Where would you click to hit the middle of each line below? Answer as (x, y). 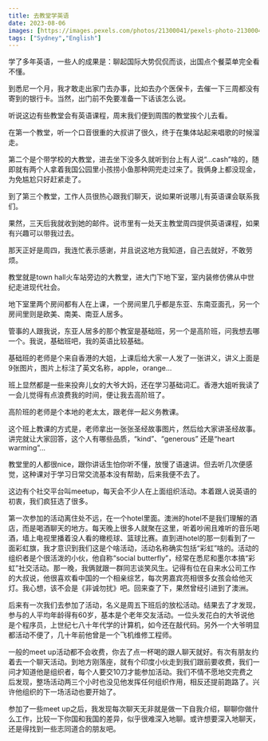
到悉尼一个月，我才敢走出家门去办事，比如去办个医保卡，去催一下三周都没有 (134, 89)
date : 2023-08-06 (37, 23)
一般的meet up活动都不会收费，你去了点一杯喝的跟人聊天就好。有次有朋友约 (134, 652)
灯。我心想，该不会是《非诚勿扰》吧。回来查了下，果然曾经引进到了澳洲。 (130, 588)
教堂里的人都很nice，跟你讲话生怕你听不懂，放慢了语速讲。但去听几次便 (127, 465)
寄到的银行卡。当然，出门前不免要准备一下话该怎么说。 (99, 99)
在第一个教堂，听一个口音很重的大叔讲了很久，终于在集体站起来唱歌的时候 (130, 133)
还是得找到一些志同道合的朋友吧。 (64, 729)
